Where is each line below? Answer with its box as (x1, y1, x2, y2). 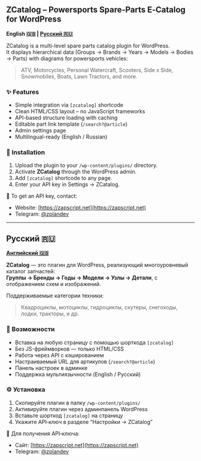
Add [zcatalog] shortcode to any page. (14, 174, 112, 182)
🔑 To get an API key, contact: (6, 192, 78, 200)
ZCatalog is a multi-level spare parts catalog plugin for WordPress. (6, 42, 170, 49)
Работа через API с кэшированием (14, 351, 104, 358)
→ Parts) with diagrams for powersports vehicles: (6, 55, 128, 62)
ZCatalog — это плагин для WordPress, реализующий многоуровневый (6, 261, 188, 269)
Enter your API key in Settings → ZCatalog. (14, 181, 120, 188)
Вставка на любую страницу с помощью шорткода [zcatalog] (14, 339, 175, 346)
